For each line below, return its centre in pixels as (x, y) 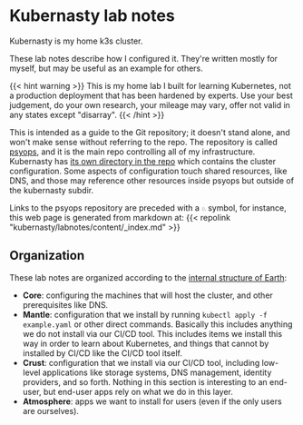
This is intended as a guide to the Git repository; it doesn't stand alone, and (150, 132)
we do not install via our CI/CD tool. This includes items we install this (152, 333)
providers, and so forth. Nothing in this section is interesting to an (145, 381)
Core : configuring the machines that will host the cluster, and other (148, 295)
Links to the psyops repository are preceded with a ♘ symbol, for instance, (148, 208)
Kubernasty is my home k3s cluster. (76, 41)
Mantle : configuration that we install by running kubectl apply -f (145, 314)
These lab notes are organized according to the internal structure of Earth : (148, 277)
